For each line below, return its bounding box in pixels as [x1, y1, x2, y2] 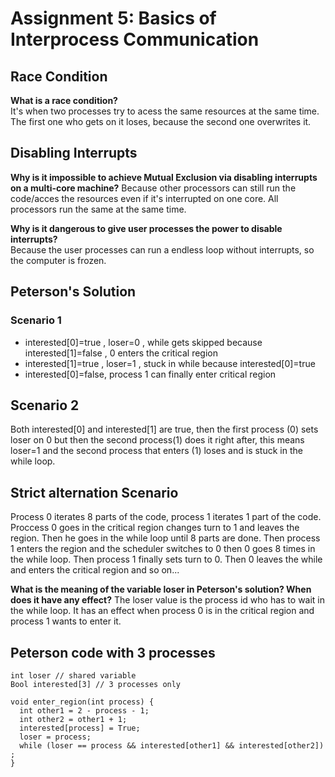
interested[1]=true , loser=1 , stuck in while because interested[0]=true [24, 357, 316, 369]
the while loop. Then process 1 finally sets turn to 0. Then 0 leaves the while [10, 553, 323, 566]
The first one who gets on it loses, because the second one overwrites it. [10, 116, 312, 127]
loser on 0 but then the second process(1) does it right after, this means [10, 434, 305, 446]
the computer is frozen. [10, 254, 107, 266]
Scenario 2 [10, 397, 80, 414]
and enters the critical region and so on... [10, 564, 180, 576]
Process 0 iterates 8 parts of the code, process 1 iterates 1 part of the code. [10, 511, 322, 523]
